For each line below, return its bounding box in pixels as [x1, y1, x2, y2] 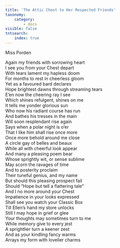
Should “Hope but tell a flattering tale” [5, 183, 84, 189]
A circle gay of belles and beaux [5, 140, 72, 146]
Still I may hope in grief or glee [5, 210, 69, 216]
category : [14, 17, 35, 22]
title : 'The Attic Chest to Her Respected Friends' [5, 7, 116, 13]
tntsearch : [5, 31, 28, 36]
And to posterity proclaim [5, 167, 58, 173]
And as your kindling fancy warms [5, 231, 76, 237]
